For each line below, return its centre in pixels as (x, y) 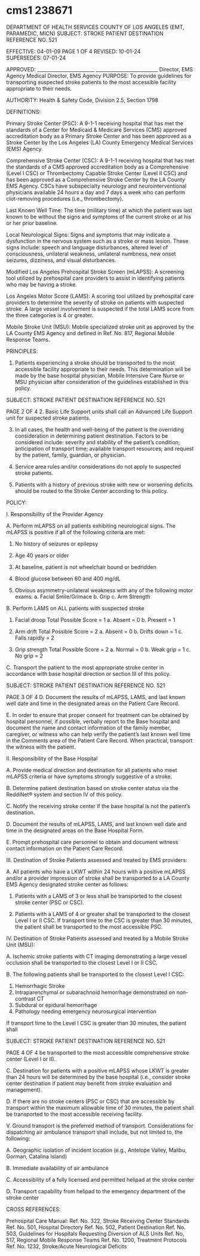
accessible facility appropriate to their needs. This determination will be (103, 369)
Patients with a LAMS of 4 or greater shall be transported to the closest (102, 914)
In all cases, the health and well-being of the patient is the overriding (99, 429)
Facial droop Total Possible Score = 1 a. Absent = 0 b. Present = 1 (95, 620)
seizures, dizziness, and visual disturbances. (61, 260)
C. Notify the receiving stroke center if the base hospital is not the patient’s (98, 806)
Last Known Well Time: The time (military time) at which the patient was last (99, 210)
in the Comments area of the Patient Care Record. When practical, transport (99, 740)
